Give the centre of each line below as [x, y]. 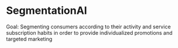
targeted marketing [29, 39]
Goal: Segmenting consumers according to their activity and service [89, 27]
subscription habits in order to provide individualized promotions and [89, 32]
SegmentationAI [47, 11]
